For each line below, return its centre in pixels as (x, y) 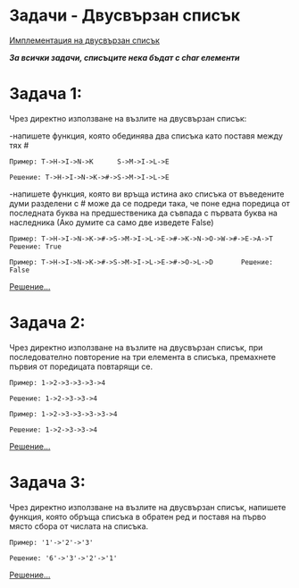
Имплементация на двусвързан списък (85, 40)
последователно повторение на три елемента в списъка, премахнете (143, 357)
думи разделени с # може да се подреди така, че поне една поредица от (149, 203)
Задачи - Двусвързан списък (125, 16)
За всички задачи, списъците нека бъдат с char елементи (125, 57)
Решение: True (36, 247)
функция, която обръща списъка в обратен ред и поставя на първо (138, 517)
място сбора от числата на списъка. (79, 526)
